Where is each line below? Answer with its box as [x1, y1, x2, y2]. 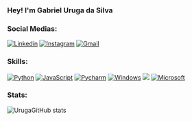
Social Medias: [7, 23, 58, 33]
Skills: [7, 57, 29, 67]
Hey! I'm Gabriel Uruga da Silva [7, 5, 113, 15]
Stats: [7, 90, 27, 100]
